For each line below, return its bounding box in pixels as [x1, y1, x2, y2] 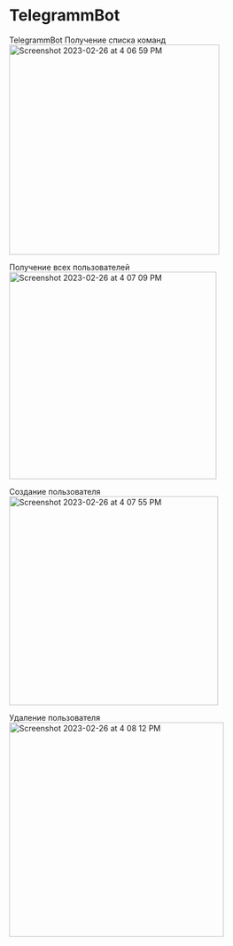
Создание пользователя [9, 486, 101, 496]
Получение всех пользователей [9, 262, 130, 272]
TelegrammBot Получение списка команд [9, 35, 167, 45]
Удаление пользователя [9, 712, 100, 723]
